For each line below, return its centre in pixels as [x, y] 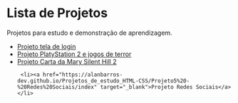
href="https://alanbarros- [83, 75]
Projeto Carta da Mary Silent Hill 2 [67, 61]
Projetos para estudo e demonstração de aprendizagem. [89, 33]
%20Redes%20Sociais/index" [57, 87]
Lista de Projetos [57, 13]
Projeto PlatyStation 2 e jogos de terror [74, 54]
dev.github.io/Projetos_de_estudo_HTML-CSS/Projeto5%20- [103, 81]
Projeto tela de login [46, 46]
